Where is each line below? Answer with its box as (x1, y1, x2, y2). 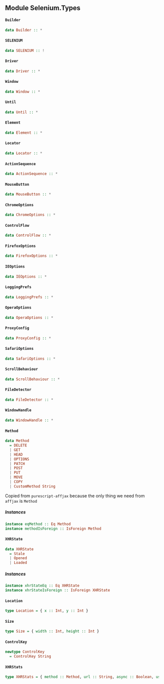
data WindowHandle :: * (5, 418, 54, 423)
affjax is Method (5, 498, 38, 504)
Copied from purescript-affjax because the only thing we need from (5, 492, 145, 499)
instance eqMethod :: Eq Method (5, 521, 71, 526)
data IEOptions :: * (5, 274, 47, 279)
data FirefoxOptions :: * (5, 253, 58, 259)
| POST (9, 465, 23, 471)
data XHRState (5, 546, 34, 552)
